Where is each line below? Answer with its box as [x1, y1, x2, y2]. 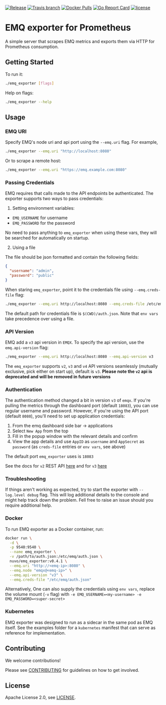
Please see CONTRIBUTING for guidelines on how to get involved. [5, 667, 139, 673]
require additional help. [5, 502, 52, 508]
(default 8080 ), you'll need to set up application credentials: [5, 413, 125, 419]
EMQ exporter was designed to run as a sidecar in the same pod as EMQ [5, 619, 153, 625]
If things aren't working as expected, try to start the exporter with [5, 486, 138, 493]
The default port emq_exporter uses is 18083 [5, 454, 94, 460]
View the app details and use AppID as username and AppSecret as [12, 439, 145, 445]
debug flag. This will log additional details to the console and [27, 492, 149, 498]
